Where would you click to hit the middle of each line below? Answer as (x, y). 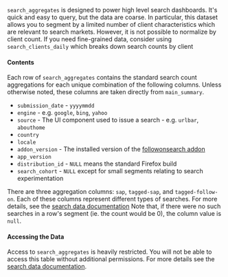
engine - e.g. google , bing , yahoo (62, 113)
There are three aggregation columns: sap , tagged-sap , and (90, 192)
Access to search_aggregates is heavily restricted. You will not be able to (110, 252)
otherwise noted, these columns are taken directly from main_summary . (106, 92)
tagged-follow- (196, 192)
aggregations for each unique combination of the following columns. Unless (114, 85)
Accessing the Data (36, 236)
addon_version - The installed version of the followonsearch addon (111, 149)
